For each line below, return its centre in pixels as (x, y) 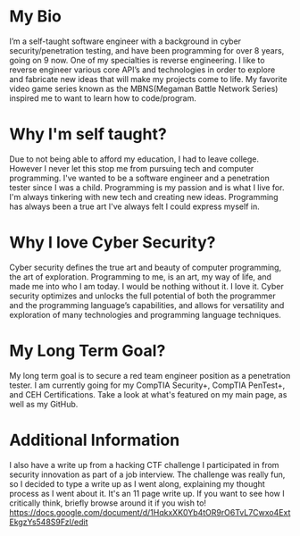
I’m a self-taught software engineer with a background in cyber (125, 41)
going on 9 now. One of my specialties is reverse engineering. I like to (137, 60)
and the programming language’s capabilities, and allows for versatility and (147, 305)
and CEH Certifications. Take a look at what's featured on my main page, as (148, 394)
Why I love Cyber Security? (112, 243)
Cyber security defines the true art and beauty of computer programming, (146, 267)
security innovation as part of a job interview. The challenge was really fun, (147, 474)
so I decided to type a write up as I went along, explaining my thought (137, 483)
